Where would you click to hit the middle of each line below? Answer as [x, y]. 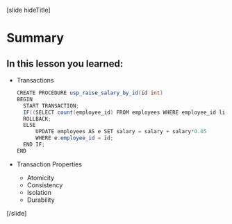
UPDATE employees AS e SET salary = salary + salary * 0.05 [121, 132]
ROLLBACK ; [37, 119]
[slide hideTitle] [28, 10]
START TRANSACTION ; [51, 106]
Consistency [45, 185]
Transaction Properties [49, 164]
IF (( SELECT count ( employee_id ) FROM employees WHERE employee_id [120, 112]
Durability [41, 200]
